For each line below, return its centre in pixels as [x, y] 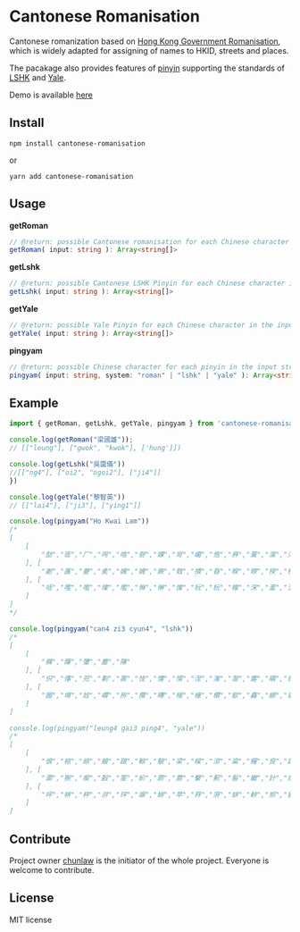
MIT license [31, 919]
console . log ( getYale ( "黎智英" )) [67, 497]
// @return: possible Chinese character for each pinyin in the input [143, 367]
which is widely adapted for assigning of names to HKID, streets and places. [149, 50]
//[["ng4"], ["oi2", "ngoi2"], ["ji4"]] [86, 472]
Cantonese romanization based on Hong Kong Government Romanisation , [145, 41]
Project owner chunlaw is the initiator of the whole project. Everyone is [139, 861]
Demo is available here [51, 95]
